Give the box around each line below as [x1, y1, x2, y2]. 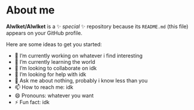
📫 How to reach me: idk [14, 83, 73, 91]
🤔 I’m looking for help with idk [14, 71, 87, 78]
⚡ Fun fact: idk [14, 98, 50, 105]
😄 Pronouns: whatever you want [14, 92, 94, 99]
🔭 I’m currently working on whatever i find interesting [14, 52, 143, 59]
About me [6, 4, 55, 17]
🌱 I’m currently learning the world [14, 58, 96, 65]
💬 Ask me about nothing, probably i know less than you [14, 77, 148, 84]
